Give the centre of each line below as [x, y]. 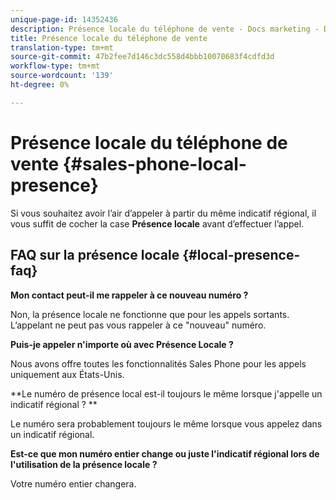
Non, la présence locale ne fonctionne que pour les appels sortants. [150, 314]
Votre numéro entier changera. [73, 483]
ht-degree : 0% [40, 85]
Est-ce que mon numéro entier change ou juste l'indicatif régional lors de [165, 453]
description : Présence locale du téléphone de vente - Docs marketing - [165, 29]
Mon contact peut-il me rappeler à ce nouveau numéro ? [129, 295]
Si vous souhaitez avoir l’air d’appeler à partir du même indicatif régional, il [163, 213]
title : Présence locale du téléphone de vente [109, 38]
